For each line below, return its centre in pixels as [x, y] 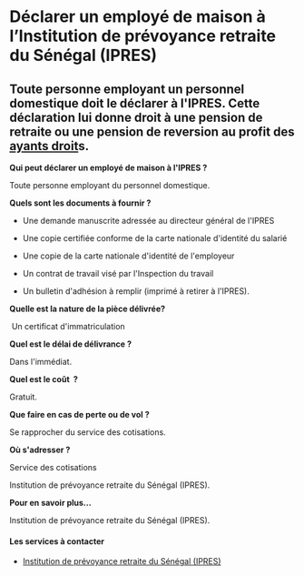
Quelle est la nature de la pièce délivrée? [88, 308]
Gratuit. [24, 397]
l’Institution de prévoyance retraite [143, 36]
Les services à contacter [57, 541]
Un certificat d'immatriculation [68, 326]
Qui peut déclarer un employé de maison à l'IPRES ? [108, 167]
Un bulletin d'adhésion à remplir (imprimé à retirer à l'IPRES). [136, 291]
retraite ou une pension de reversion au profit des [152, 131]
